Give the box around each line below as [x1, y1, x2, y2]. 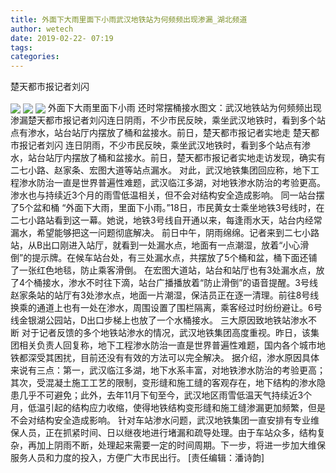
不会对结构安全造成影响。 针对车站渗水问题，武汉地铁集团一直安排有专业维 [10, 414, 320, 426]
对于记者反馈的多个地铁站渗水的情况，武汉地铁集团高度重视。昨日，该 [21, 327, 311, 339]
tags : [10, 42, 33, 53]
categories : [10, 52, 60, 62]
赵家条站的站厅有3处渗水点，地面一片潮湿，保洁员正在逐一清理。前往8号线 [10, 289, 320, 301]
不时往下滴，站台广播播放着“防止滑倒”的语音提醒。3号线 [86, 277, 319, 289]
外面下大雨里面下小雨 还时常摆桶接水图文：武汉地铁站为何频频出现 [47, 102, 322, 114]
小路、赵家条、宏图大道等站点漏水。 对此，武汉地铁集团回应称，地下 [27, 164, 311, 176]
